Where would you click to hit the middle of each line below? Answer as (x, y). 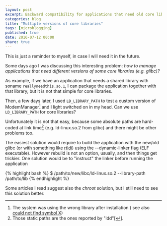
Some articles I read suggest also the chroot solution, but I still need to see (82, 188)
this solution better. (25, 193)
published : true (22, 33)
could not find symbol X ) (38, 213)
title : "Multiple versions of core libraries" (54, 24)
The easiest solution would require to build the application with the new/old (82, 143)
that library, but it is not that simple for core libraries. (59, 91)
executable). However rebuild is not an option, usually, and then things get (81, 153)
